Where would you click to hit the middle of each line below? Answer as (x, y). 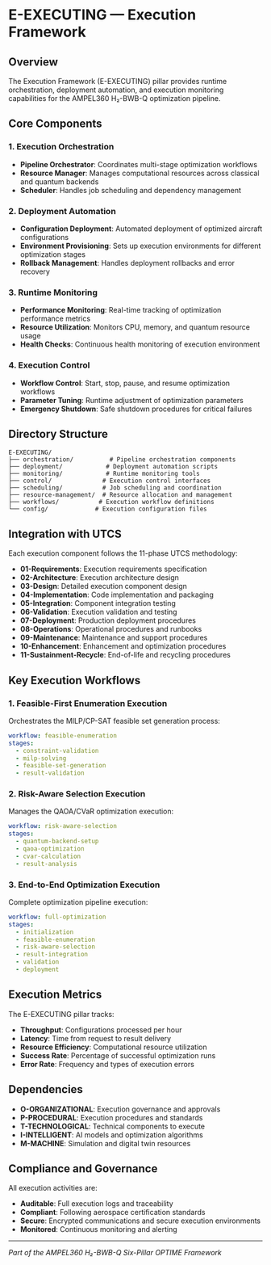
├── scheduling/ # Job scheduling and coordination (115, 488)
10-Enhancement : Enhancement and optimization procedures (123, 646)
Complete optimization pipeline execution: (78, 901)
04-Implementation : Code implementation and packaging (117, 595)
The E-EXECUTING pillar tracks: (61, 1014)
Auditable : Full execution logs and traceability (96, 1204)
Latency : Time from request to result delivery (96, 1038)
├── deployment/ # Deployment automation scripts (113, 467)
